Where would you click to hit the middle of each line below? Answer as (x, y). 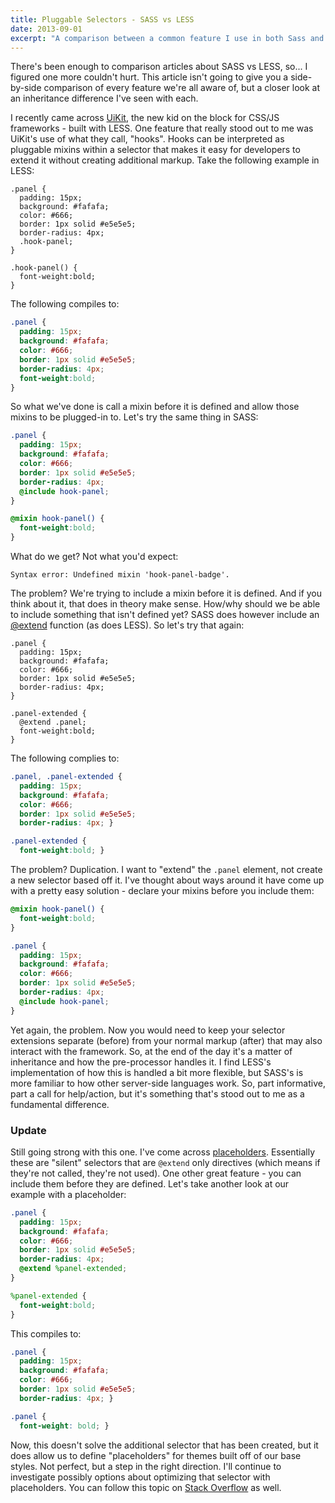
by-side (26, 88)
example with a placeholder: (68, 1194)
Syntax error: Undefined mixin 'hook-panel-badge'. (120, 575)
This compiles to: (46, 1333)
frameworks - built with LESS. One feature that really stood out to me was (162, 128)
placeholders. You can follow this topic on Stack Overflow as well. (146, 1487)
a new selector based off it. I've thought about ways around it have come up (167, 880)
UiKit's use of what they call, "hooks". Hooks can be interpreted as (147, 139)
